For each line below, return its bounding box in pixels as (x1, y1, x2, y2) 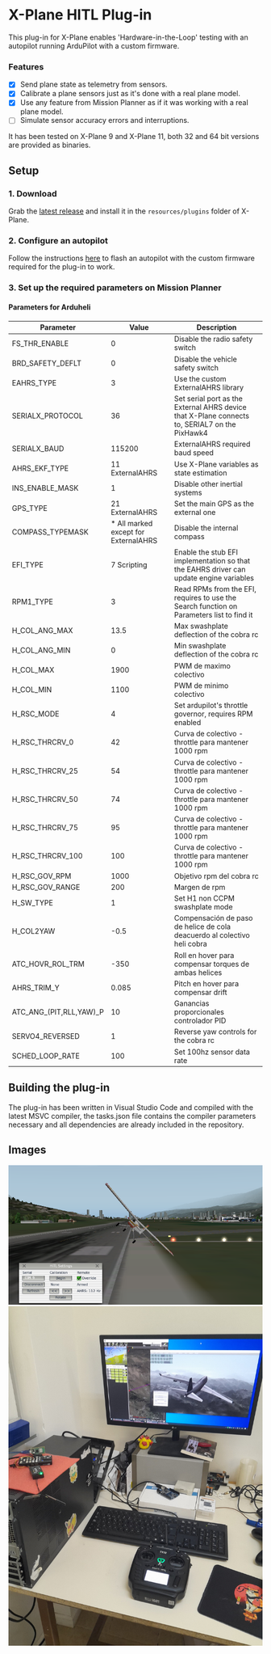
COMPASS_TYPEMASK (11, 527, 89, 537)
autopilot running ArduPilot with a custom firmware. (8, 40, 180, 50)
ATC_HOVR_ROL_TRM (11, 959, 85, 968)
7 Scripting (110, 560, 148, 570)
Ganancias (173, 998, 210, 1008)
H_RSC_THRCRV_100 (11, 851, 83, 861)
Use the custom (173, 373, 227, 383)
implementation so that (173, 555, 251, 565)
